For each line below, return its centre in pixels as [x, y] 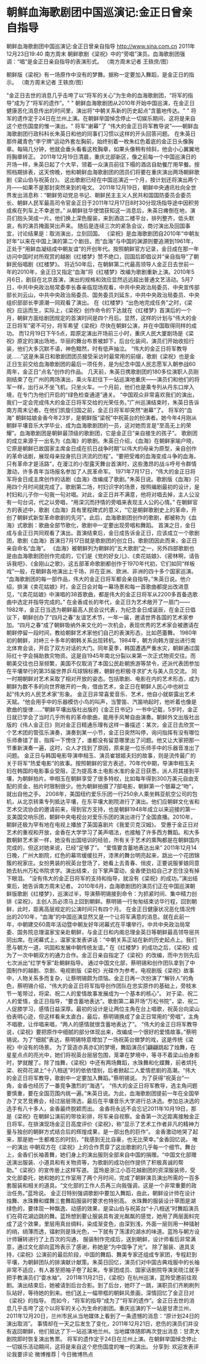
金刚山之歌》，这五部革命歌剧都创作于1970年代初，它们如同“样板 [114, 563]
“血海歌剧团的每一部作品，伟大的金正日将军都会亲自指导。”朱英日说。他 [96, 579]
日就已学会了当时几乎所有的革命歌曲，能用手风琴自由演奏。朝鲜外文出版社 [100, 717]
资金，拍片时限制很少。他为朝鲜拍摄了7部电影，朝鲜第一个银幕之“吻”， [107, 786]
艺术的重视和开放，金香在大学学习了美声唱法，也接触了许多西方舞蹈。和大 [100, 832]
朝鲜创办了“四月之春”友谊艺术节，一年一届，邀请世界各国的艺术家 [105, 617]
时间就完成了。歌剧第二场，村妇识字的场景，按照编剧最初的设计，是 [113, 486]
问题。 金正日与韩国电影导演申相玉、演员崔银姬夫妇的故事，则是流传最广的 [101, 755]
